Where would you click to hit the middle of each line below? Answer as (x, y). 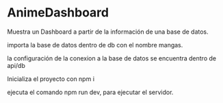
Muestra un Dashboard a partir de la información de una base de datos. (108, 32)
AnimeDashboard (58, 13)
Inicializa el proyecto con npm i (51, 79)
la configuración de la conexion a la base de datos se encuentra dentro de (112, 58)
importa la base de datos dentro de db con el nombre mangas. (95, 45)
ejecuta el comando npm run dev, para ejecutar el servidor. (90, 92)
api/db (16, 65)
